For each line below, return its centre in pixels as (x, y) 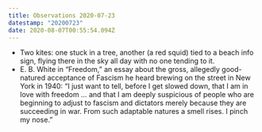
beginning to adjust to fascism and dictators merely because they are (133, 103)
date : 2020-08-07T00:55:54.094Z (62, 30)
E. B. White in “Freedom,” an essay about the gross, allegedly (120, 70)
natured (33, 78)
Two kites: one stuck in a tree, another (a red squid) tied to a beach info (137, 53)
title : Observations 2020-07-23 (62, 15)
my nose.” (36, 120)
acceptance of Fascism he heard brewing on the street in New (149, 78)
